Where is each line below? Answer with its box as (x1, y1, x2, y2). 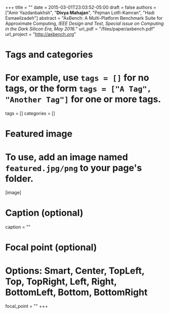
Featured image (5, 128, 72, 140)
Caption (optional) (5, 207, 83, 219)
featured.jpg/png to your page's (5, 162, 142, 174)
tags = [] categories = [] (5, 110, 56, 116)
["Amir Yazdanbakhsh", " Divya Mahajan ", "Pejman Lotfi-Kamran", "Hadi (5, 10, 155, 16)
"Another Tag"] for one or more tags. (5, 94, 161, 105)
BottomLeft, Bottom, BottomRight (5, 286, 148, 298)
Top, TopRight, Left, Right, (5, 276, 117, 287)
